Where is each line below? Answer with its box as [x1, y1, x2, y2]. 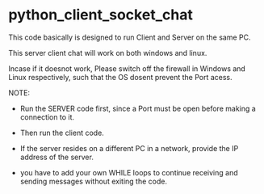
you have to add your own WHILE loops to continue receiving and [19, 167, 238, 177]
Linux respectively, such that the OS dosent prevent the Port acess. [8, 72, 233, 82]
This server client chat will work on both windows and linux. [8, 48, 207, 57]
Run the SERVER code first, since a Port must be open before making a [19, 103, 256, 113]
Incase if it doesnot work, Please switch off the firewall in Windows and [8, 63, 246, 74]
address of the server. [19, 152, 94, 162]
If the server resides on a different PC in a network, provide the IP [19, 143, 239, 153]
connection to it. [19, 112, 75, 122]
